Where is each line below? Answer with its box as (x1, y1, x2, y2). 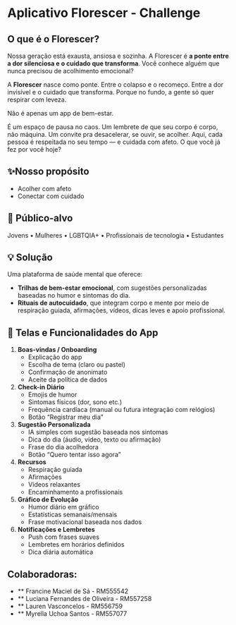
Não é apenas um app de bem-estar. (7, 109, 114, 117)
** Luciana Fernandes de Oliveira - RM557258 (17, 595, 152, 603)
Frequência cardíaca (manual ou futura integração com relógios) (27, 406, 216, 414)
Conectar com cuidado (17, 192, 85, 200)
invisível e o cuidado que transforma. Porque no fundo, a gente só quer (7, 88, 214, 96)
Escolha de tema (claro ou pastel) (27, 360, 125, 369)
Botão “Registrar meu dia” (27, 413, 104, 421)
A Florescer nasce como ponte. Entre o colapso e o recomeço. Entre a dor (7, 80, 224, 89)
